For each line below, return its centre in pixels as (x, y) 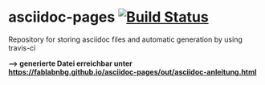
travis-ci (22, 47)
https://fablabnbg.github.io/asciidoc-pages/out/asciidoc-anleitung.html (132, 71)
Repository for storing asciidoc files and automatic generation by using (125, 39)
